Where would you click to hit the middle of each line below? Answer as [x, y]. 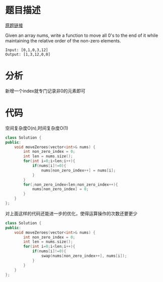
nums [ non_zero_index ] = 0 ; [60, 189]
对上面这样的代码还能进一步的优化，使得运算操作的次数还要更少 [71, 213]
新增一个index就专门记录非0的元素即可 [45, 91]
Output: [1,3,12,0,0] [28, 54]
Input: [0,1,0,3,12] [27, 50]
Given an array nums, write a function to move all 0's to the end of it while [82, 35]
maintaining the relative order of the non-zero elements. [63, 40]
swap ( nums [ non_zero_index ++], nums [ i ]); [84, 256]
